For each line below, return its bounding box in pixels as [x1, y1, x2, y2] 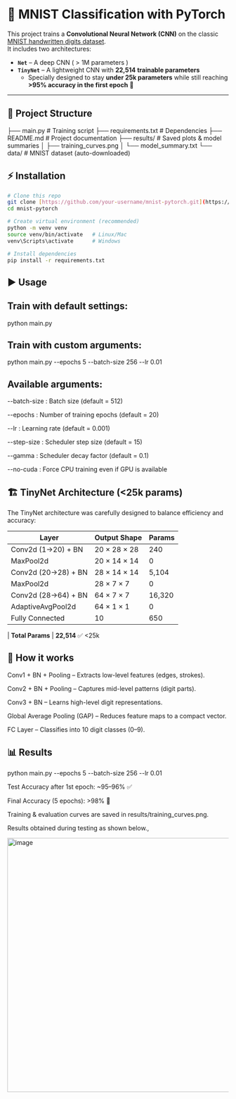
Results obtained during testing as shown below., [7, 823, 150, 832]
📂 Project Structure [7, 108, 93, 120]
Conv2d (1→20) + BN [11, 545, 84, 554]
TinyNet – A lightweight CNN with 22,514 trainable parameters [17, 65, 200, 74]
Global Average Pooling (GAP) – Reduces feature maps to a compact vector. [7, 711, 227, 720]
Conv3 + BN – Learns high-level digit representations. [7, 698, 163, 706]
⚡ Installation [7, 170, 66, 182]
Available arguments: [7, 378, 103, 390]
